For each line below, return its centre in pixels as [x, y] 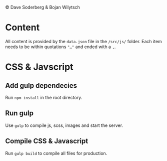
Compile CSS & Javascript [47, 141]
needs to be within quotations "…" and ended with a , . [60, 47]
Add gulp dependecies [41, 86]
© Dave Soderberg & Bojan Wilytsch [42, 7]
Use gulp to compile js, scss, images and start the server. [64, 125]
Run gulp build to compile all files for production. [56, 153]
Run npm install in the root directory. [44, 97]
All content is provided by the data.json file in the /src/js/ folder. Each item [84, 41]
